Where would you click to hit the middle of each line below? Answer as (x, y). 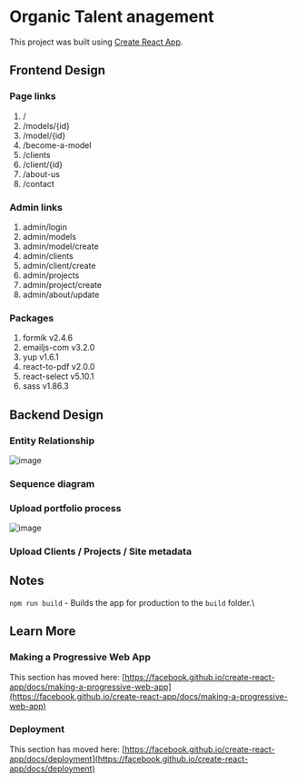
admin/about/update (61, 294)
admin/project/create (62, 284)
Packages (32, 318)
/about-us (41, 173)
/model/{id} (44, 135)
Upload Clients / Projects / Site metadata (101, 551)
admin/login (45, 227)
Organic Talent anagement (112, 17)
